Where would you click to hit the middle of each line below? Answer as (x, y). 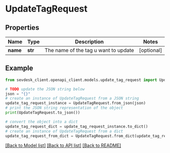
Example (19, 68)
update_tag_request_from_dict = (39, 136)
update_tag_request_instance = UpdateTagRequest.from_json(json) (75, 103)
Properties (22, 28)
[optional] (151, 50)
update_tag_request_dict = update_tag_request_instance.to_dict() (77, 126)
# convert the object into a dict (42, 122)
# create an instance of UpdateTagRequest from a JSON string (72, 99)
